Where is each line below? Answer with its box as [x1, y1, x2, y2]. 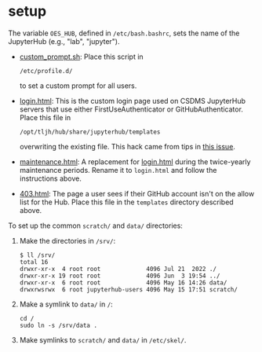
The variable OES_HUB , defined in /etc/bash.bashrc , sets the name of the [8, 28, 240, 38]
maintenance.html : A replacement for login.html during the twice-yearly [19, 156, 251, 167]
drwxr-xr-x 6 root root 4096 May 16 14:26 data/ [19, 278, 227, 287]
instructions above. [19, 174, 82, 183]
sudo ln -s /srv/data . [19, 321, 98, 329]
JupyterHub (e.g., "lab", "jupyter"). [8, 36, 120, 46]
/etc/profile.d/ [19, 67, 73, 75]
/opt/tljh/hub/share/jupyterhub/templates [19, 128, 161, 136]
